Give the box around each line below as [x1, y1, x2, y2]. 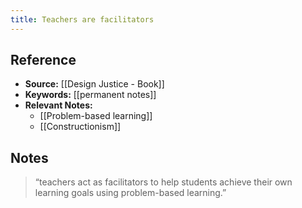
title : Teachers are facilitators [10, 14, 155, 25]
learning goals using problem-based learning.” [34, 187, 227, 199]
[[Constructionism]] [39, 121, 122, 133]
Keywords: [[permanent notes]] [24, 89, 157, 101]
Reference [10, 52, 77, 69]
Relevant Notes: [24, 99, 93, 111]
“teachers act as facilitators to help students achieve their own [34, 176, 293, 188]
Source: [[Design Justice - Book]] [24, 78, 165, 90]
